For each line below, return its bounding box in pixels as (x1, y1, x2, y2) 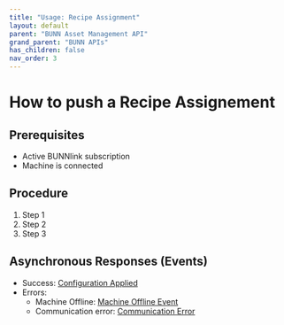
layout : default (9, 21, 69, 30)
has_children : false (9, 46, 86, 55)
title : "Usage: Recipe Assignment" (9, 12, 141, 22)
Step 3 (21, 228, 47, 239)
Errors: (21, 287, 47, 298)
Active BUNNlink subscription (21, 151, 131, 161)
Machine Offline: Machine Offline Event (35, 296, 179, 306)
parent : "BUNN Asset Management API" (9, 29, 149, 38)
